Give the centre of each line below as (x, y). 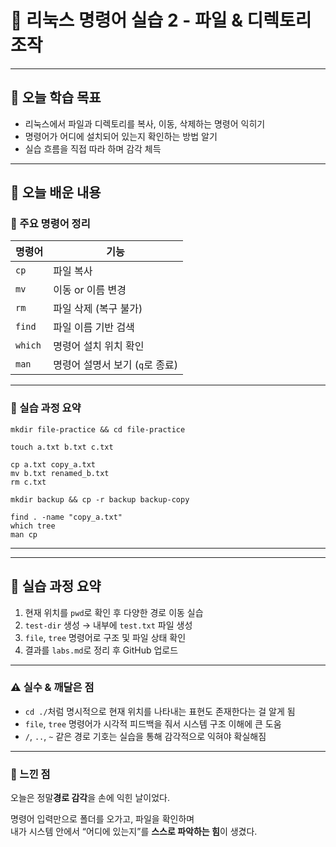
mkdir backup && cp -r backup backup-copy (100, 499)
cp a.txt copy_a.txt (53, 464)
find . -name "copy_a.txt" (66, 517)
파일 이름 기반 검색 (94, 328)
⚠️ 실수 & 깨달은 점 (52, 688)
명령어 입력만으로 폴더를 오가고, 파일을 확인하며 (102, 819)
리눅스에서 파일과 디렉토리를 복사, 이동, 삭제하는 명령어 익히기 (145, 123)
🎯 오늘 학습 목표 (56, 97)
